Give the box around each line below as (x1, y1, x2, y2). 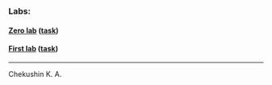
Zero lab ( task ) (8, 26, 59, 35)
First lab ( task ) (8, 44, 58, 54)
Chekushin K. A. (8, 69, 62, 79)
